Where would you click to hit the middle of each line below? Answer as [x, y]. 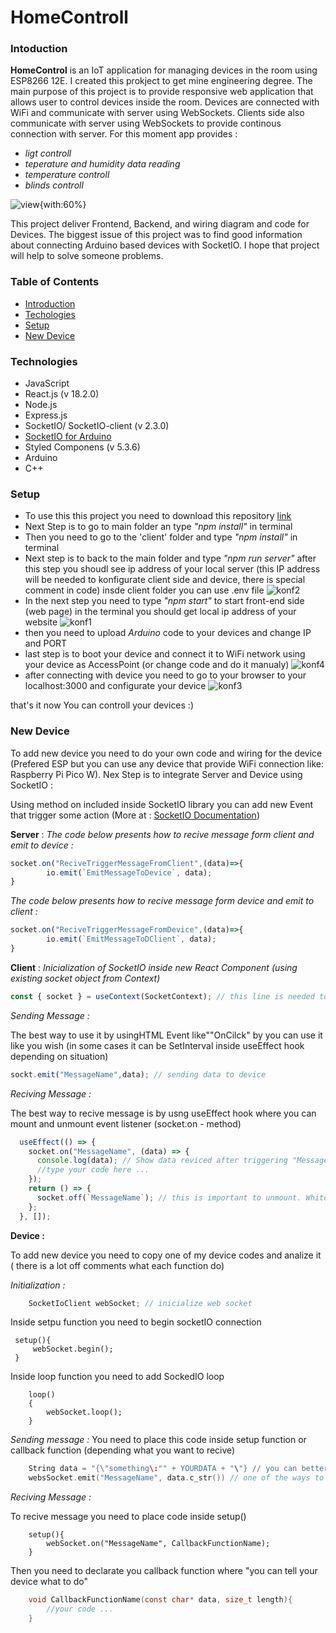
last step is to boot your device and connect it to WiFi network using [165, 654]
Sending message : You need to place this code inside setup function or [158, 1440]
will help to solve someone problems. [87, 256]
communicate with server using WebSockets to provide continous [146, 123]
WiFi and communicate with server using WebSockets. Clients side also [157, 113]
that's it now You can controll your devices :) [102, 705]
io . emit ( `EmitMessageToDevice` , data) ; [129, 872]
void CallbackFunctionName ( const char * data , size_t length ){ [160, 1600]
